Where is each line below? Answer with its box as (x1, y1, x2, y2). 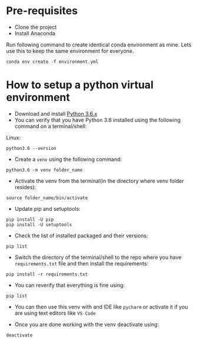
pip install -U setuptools (6, 221, 72, 227)
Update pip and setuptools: (14, 205, 81, 212)
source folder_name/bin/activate (6, 195, 88, 201)
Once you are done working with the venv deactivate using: (14, 321, 159, 328)
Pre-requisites (6, 4, 78, 18)
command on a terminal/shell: (14, 122, 87, 130)
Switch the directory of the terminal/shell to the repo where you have (14, 254, 182, 261)
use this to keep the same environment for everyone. (6, 47, 134, 54)
